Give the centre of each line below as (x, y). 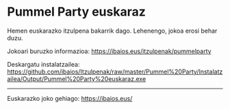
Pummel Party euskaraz (76, 12)
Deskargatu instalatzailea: (43, 64)
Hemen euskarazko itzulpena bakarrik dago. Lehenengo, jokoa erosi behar (112, 31)
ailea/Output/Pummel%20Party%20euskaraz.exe (77, 78)
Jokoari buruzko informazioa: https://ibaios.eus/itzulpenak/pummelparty (109, 51)
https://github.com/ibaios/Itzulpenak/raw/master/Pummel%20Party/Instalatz (115, 72)
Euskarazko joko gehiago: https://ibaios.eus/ (70, 98)
